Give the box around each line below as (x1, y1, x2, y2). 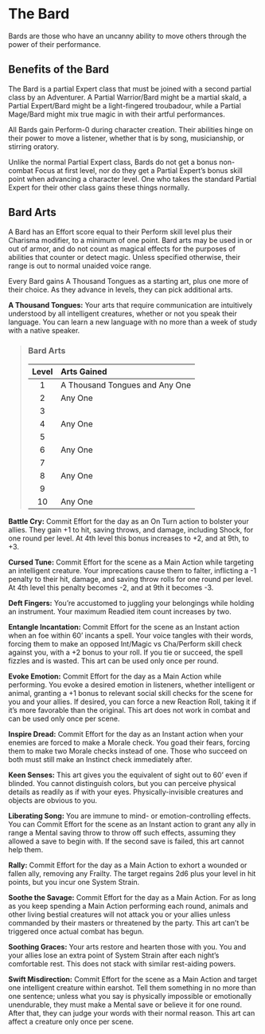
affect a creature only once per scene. (8, 1016, 134, 1026)
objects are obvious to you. (8, 795, 98, 805)
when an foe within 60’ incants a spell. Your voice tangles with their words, (8, 631, 254, 640)
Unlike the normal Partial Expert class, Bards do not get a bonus (8, 157, 217, 167)
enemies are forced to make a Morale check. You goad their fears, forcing (8, 737, 251, 747)
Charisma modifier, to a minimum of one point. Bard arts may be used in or (8, 235, 253, 245)
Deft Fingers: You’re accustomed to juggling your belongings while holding (8, 598, 255, 607)
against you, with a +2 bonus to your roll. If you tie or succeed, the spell (8, 647, 244, 657)
